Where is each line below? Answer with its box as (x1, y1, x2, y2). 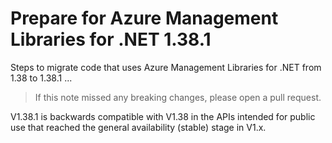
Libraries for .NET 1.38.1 (10, 28, 212, 51)
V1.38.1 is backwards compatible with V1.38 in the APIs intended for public (10, 110, 316, 122)
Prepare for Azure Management (10, 7, 279, 30)
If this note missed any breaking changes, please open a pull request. (34, 91, 322, 103)
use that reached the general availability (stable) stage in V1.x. (10, 121, 267, 133)
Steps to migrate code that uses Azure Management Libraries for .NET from (10, 61, 322, 73)
